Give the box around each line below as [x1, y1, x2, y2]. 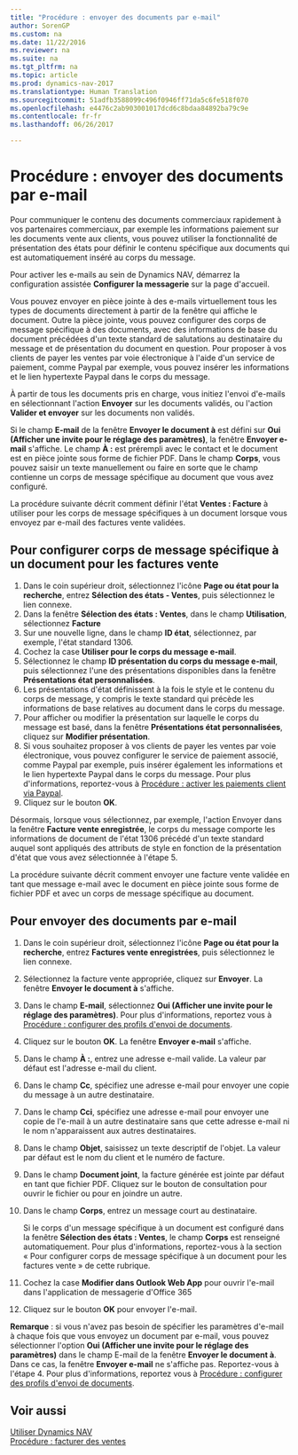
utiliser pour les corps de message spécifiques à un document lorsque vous [10, 507, 287, 518]
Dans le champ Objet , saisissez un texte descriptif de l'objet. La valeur [22, 1142, 281, 1153]
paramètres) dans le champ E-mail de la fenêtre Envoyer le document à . [10, 1349, 278, 1360]
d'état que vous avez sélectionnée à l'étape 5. [10, 852, 178, 862]
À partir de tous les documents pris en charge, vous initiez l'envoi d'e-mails [10, 388, 286, 399]
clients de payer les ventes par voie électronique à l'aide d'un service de [10, 352, 276, 363]
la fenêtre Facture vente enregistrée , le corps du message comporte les [10, 823, 276, 834]
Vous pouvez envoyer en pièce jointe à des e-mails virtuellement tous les [10, 295, 278, 306]
